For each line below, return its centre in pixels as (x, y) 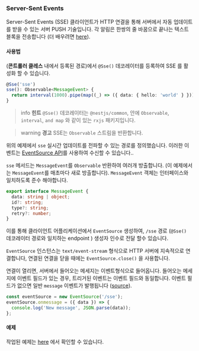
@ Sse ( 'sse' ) (21, 84)
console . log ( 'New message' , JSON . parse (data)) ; (71, 308)
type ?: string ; (30, 208)
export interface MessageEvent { (47, 191)
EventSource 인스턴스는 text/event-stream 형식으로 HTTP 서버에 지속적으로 (95, 251)
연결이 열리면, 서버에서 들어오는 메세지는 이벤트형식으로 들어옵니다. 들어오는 (94, 271)
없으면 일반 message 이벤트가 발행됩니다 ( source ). (74, 286)
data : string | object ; (41, 197)
